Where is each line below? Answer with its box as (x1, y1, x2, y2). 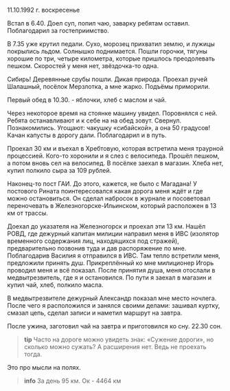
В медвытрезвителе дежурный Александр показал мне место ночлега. (7, 294, 217, 302)
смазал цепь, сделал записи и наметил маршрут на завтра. (7, 309, 183, 317)
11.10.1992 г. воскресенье (7, 6, 80, 14)
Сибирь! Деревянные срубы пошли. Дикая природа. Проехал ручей (7, 75, 208, 83)
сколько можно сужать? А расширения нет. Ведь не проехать (23, 343, 207, 350)
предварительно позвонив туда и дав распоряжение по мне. (7, 244, 187, 252)
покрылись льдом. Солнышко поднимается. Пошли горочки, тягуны (7, 47, 208, 55)
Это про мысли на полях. (7, 363, 81, 371)
